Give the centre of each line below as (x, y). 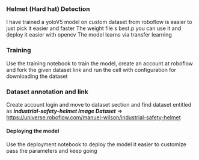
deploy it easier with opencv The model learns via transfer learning (89, 35)
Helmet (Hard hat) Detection (48, 9)
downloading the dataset (37, 76)
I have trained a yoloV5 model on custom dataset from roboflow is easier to (99, 22)
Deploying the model (33, 131)
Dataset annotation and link (47, 92)
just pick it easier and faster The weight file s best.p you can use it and (94, 28)
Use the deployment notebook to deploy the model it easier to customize (96, 144)
